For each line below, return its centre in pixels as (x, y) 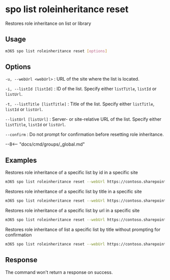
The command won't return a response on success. (59, 272)
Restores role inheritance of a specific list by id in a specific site (72, 172)
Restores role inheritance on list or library (48, 23)
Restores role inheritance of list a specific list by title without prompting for (83, 229)
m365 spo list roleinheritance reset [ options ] (56, 51)
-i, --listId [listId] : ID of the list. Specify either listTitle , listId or (81, 89)
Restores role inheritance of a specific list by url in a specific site (73, 211)
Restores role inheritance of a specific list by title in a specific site (74, 192)
